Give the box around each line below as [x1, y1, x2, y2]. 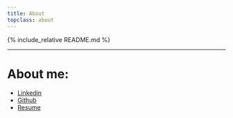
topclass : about [7, 17, 54, 23]
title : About [7, 10, 45, 17]
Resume [17, 104, 41, 112]
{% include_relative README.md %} [7, 35, 111, 43]
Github [17, 96, 37, 104]
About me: [7, 66, 69, 81]
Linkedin [17, 89, 42, 97]
